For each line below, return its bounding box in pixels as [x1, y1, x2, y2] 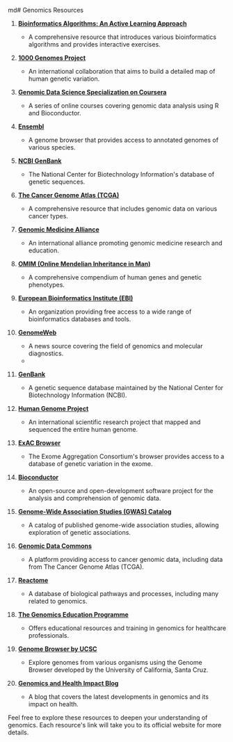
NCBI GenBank [17, 156, 62, 165]
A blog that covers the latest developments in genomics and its [28, 693, 209, 701]
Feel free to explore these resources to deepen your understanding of [8, 713, 208, 722]
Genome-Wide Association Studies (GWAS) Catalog [17, 508, 172, 515]
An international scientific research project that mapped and [28, 418, 201, 426]
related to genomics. [28, 597, 88, 605]
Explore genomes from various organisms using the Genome [28, 659, 202, 666]
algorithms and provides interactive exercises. [28, 40, 161, 48]
